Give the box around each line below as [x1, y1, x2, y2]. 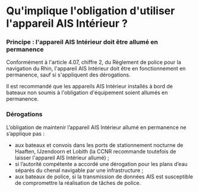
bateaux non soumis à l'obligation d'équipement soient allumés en [6, 89, 168, 96]
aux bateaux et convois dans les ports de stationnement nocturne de [14, 141, 184, 149]
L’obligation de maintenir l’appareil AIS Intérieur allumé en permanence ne [6, 123, 187, 131]
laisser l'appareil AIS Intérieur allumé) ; [14, 154, 109, 161]
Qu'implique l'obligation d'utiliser [6, 4, 175, 18]
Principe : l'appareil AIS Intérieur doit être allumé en [6, 38, 159, 46]
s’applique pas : [6, 130, 45, 137]
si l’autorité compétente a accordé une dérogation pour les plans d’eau [14, 160, 188, 167]
